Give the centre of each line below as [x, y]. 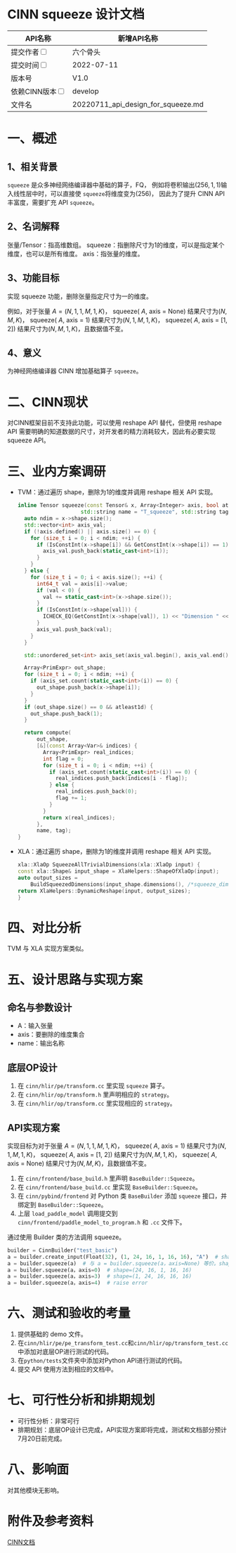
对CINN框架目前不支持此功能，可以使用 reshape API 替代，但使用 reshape [115, 423]
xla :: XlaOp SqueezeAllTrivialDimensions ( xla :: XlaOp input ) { [109, 865]
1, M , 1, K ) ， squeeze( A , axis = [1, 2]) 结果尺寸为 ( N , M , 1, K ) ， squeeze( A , [112, 1154]
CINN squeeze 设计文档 [76, 14]
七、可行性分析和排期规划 [81, 1400]
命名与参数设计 [40, 1007]
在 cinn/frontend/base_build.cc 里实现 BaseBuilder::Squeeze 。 [110, 1187]
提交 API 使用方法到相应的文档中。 [67, 1369]
